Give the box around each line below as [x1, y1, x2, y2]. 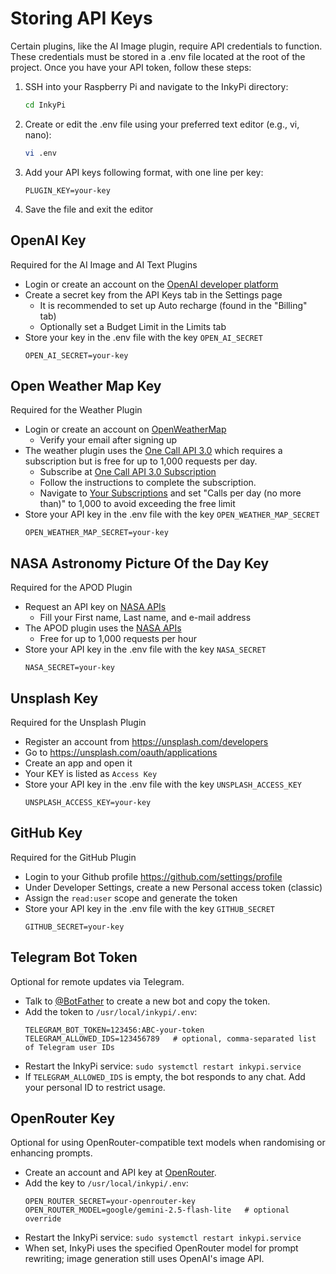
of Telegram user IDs [24, 1042, 115, 1052]
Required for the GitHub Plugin [10, 851, 137, 863]
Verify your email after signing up [39, 434, 178, 446]
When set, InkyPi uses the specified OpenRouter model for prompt [24, 1242, 299, 1254]
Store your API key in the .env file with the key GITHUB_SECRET [24, 902, 276, 914]
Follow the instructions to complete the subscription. [39, 477, 257, 489]
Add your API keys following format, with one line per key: [24, 166, 264, 178]
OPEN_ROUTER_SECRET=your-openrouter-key [24, 1197, 196, 1207]
